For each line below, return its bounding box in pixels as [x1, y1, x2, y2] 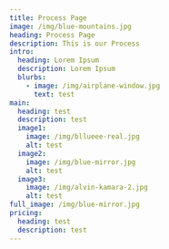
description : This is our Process [9, 38, 141, 48]
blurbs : [17, 73, 47, 82]
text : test [33, 89, 75, 99]
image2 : [17, 149, 47, 158]
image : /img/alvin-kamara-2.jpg [25, 183, 148, 192]
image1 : [17, 124, 47, 133]
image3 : [17, 174, 47, 183]
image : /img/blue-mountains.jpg [9, 22, 132, 31]
